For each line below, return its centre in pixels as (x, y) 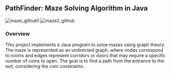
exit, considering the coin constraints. (45, 66)
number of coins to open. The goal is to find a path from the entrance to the (85, 61)
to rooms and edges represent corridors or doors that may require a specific (86, 56)
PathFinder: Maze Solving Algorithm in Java (77, 8)
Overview (18, 33)
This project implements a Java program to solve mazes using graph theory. (85, 45)
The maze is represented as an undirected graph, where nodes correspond (84, 50)
